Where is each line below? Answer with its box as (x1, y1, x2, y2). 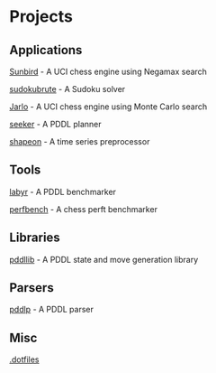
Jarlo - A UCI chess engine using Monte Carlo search (9, 101, 208, 112)
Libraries (9, 230, 60, 246)
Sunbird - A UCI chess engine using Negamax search (9, 66, 207, 77)
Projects (9, 6, 74, 27)
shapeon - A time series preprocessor (9, 136, 150, 146)
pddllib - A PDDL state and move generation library (9, 254, 199, 265)
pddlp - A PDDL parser (9, 304, 94, 315)
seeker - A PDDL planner (9, 119, 102, 129)
